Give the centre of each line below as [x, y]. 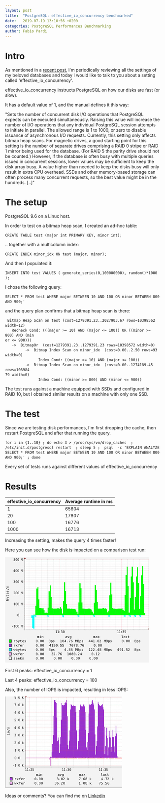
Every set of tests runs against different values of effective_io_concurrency [81, 466]
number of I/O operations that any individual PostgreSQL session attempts [81, 125]
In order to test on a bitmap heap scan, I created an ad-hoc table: [71, 226]
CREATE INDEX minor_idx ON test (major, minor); [56, 254]
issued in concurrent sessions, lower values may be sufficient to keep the [80, 162]
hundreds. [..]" [20, 183]
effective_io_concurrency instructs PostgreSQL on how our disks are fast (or [82, 90]
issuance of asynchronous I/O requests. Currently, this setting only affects [81, 135]
